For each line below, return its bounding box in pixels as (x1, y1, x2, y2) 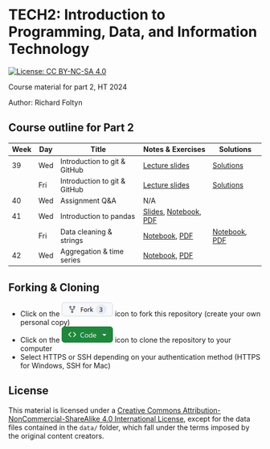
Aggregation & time (59, 246, 125, 256)
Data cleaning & (59, 227, 112, 237)
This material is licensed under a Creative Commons (8, 405, 182, 415)
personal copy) (19, 318, 71, 327)
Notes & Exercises (143, 145, 207, 154)
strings (59, 235, 84, 245)
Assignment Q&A (59, 196, 117, 205)
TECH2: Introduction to (8, 6, 166, 24)
